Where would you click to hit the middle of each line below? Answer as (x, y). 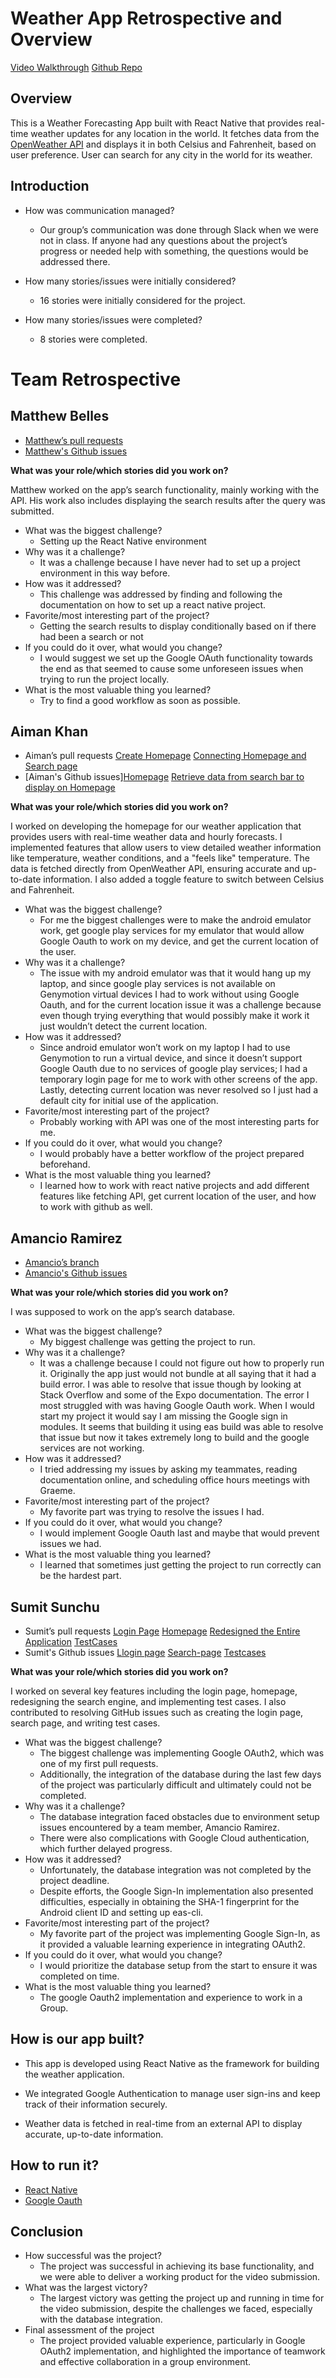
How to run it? (55, 2165)
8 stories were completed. (93, 339)
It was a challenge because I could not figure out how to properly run (182, 1363)
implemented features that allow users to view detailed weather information (166, 848)
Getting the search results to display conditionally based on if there (178, 626)
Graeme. (57, 1491)
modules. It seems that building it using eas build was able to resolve (181, 1427)
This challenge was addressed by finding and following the (161, 594)
